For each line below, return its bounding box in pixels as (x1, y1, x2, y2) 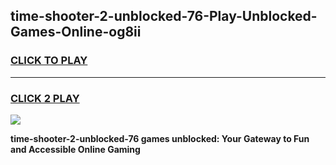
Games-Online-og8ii (10, 24, 142, 41)
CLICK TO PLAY (10, 54, 88, 68)
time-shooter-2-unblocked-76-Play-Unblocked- (10, 8, 318, 25)
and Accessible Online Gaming (10, 143, 141, 155)
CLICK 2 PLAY (10, 91, 80, 105)
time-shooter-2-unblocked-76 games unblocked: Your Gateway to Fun (10, 132, 310, 144)
